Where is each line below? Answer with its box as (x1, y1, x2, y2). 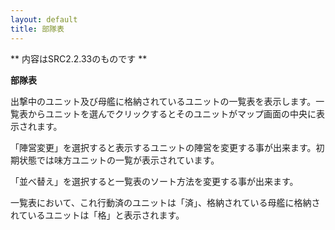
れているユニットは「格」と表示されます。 (10, 209, 185, 221)
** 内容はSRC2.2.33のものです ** (10, 52, 148, 65)
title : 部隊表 (10, 24, 65, 34)
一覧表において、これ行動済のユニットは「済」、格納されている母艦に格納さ (10, 196, 321, 208)
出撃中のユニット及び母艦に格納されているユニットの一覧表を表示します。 (10, 95, 317, 107)
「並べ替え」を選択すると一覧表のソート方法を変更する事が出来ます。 (10, 175, 299, 187)
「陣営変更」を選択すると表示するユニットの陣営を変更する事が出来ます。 (10, 141, 317, 153)
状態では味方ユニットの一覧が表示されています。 (18, 154, 220, 166)
